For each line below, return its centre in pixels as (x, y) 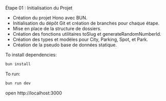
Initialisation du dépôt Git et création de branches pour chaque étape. (86, 23)
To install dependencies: (31, 55)
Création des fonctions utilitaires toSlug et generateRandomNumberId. (87, 34)
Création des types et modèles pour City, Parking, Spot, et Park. (80, 39)
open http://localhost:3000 (34, 93)
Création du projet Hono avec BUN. (50, 18)
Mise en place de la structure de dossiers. (57, 29)
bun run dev (18, 83)
